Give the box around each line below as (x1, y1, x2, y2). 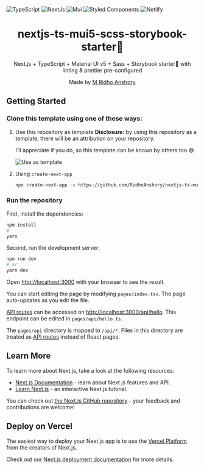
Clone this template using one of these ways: (6, 115, 142, 123)
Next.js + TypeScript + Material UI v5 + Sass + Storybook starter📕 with (13, 60, 191, 67)
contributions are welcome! (6, 403, 75, 411)
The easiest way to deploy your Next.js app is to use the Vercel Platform (6, 437, 188, 445)
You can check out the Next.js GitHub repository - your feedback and (6, 397, 181, 404)
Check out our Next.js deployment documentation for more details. (6, 456, 174, 463)
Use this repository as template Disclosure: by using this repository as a (15, 128, 197, 135)
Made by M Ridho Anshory (69, 78, 136, 85)
